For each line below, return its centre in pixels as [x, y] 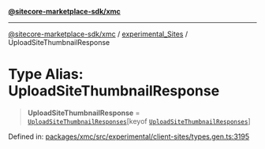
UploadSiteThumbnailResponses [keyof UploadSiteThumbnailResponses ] [139, 121]
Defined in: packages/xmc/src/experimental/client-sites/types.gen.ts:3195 [129, 136]
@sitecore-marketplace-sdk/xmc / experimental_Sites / [98, 34]
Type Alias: [46, 74]
